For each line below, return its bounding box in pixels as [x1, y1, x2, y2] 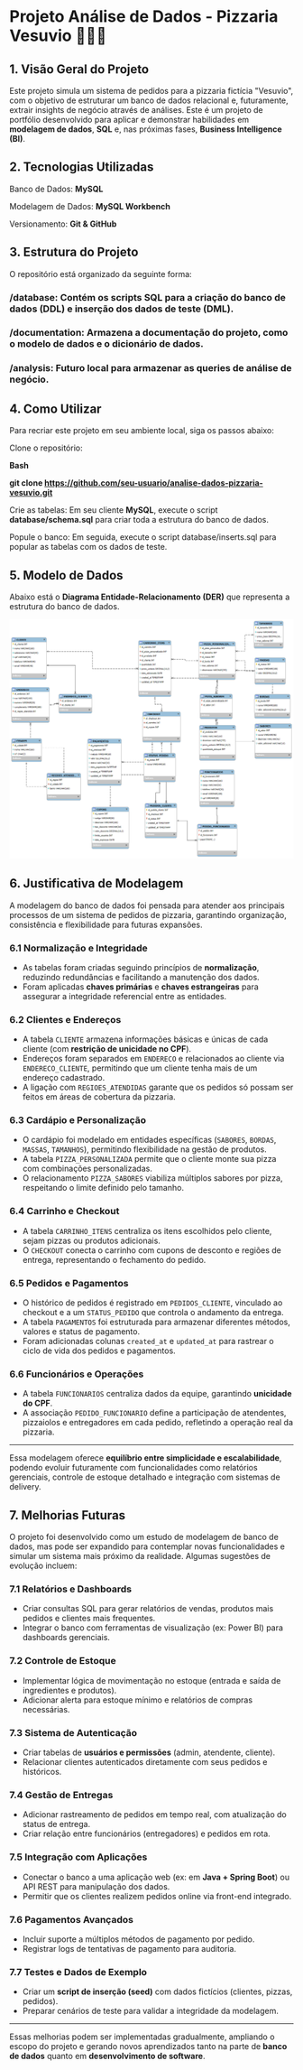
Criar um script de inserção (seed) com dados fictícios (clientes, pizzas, [22, 1986, 293, 1997]
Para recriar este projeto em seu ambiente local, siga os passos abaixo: [9, 425, 275, 436]
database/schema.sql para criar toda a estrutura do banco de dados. [9, 515, 269, 525]
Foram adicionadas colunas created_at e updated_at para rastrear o [22, 1336, 274, 1347]
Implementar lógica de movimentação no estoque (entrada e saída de [22, 1675, 281, 1685]
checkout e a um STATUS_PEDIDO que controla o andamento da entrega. [22, 1307, 284, 1318]
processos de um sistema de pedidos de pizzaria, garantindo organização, [9, 909, 287, 920]
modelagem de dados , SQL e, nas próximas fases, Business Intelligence [9, 124, 282, 135]
